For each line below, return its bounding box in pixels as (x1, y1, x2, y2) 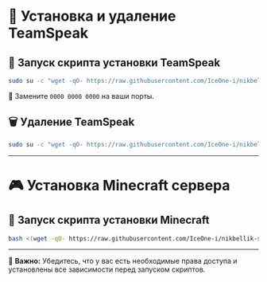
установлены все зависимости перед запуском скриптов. (8, 264, 206, 274)
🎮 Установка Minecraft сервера (8, 176, 230, 194)
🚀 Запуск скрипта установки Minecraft (8, 213, 210, 227)
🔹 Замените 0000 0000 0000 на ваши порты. (8, 91, 155, 100)
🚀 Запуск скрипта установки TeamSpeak (8, 56, 221, 69)
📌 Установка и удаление (8, 7, 176, 25)
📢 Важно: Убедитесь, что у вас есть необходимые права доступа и (8, 257, 238, 266)
